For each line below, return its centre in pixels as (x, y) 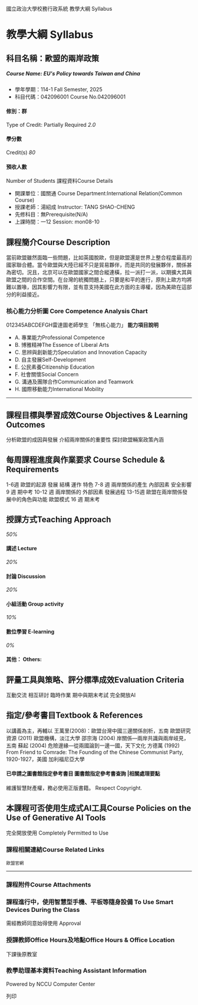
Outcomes (26, 424)
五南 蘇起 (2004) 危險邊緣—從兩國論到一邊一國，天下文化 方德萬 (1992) (93, 745)
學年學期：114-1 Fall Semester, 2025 (58, 89)
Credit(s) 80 (21, 152)
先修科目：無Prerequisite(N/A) (51, 215)
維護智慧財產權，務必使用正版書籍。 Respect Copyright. (74, 788)
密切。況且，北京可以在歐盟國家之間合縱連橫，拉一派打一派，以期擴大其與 (101, 272)
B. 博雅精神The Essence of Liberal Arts (62, 345)
